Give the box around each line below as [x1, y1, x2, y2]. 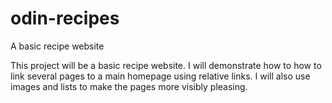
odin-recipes [10, 7, 120, 30]
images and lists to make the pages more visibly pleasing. [10, 80, 248, 92]
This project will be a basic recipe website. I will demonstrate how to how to [10, 59, 322, 71]
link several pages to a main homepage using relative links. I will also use [10, 70, 311, 82]
